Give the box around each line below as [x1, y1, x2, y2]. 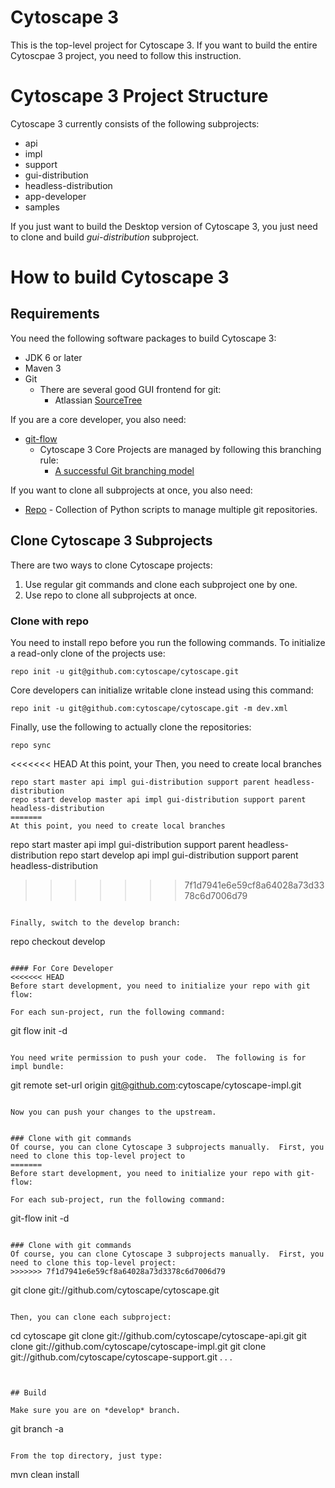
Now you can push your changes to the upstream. [10, 1107, 217, 1117]
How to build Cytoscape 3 [10, 266, 230, 289]
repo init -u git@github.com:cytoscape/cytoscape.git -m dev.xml [10, 703, 288, 713]
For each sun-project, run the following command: [10, 1007, 226, 1017]
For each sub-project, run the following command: [10, 1194, 226, 1205]
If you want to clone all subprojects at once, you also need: [10, 484, 253, 496]
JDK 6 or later [24, 351, 83, 363]
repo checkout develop [10, 935, 106, 947]
